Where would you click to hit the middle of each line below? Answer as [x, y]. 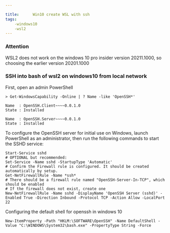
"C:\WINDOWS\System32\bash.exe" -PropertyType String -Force [85, 225]
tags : [11, 19]
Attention [17, 46]
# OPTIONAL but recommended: [36, 158]
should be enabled [25, 184]
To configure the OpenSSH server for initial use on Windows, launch [77, 133]
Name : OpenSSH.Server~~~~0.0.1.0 [43, 119]
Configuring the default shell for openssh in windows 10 [64, 212]
